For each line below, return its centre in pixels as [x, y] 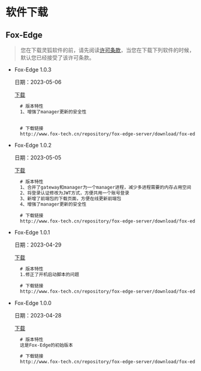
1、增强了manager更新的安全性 [53, 112]
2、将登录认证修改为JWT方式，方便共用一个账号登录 [75, 193]
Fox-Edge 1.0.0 [33, 303]
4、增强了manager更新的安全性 [53, 204]
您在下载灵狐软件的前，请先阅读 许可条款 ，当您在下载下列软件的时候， [107, 50]
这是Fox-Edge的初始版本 [47, 345]
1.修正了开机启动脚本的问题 [50, 275]
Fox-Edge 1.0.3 [33, 69]
